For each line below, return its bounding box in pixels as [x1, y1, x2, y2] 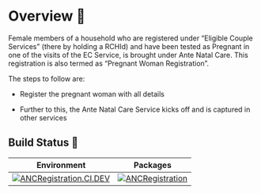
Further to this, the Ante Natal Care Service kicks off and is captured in [19, 105, 251, 114]
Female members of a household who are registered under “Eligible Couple [8, 33, 253, 43]
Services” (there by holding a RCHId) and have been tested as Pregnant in [8, 41, 250, 51]
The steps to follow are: [8, 74, 85, 83]
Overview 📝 [8, 7, 85, 25]
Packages [133, 159, 172, 170]
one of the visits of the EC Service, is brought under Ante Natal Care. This [8, 50, 249, 59]
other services [19, 112, 67, 122]
